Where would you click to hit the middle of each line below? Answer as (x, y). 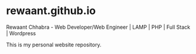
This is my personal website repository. (54, 45)
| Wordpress (21, 33)
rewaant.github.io (51, 11)
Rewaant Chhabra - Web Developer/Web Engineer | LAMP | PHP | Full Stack (98, 27)
